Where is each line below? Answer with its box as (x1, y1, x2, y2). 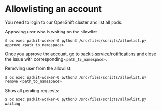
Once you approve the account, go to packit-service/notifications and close (5, 51, 157, 57)
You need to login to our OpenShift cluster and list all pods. (5, 19, 123, 25)
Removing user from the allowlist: (5, 65, 72, 71)
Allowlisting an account (5, 3, 102, 15)
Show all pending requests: (5, 87, 60, 93)
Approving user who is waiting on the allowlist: (5, 29, 98, 34)
